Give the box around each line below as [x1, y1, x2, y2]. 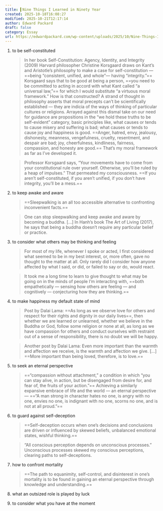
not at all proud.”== [24, 403, 63, 409]
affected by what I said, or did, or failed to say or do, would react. [24, 264, 155, 269]
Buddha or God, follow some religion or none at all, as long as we [24, 323, 154, 329]
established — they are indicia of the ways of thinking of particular [24, 103, 157, 110]
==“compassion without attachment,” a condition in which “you [24, 372, 150, 378]
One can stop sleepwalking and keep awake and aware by [24, 214, 141, 220]
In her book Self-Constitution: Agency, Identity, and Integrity [24, 57, 145, 63]
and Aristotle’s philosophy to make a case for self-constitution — [24, 67, 154, 73]
